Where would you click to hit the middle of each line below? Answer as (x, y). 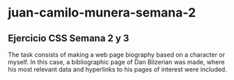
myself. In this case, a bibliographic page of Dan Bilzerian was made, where (116, 62)
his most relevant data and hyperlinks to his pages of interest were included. (117, 69)
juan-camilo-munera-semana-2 (102, 13)
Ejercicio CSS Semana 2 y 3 (69, 38)
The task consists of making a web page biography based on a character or (117, 54)
